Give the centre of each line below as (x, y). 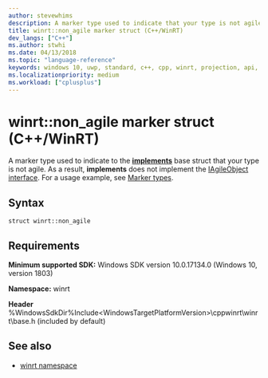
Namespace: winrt (39, 289)
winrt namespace (48, 365)
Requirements (44, 245)
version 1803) (31, 274)
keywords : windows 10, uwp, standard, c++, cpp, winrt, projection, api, (134, 68)
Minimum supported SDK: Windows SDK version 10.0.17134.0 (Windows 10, (133, 265)
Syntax (26, 203)
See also (30, 346)
